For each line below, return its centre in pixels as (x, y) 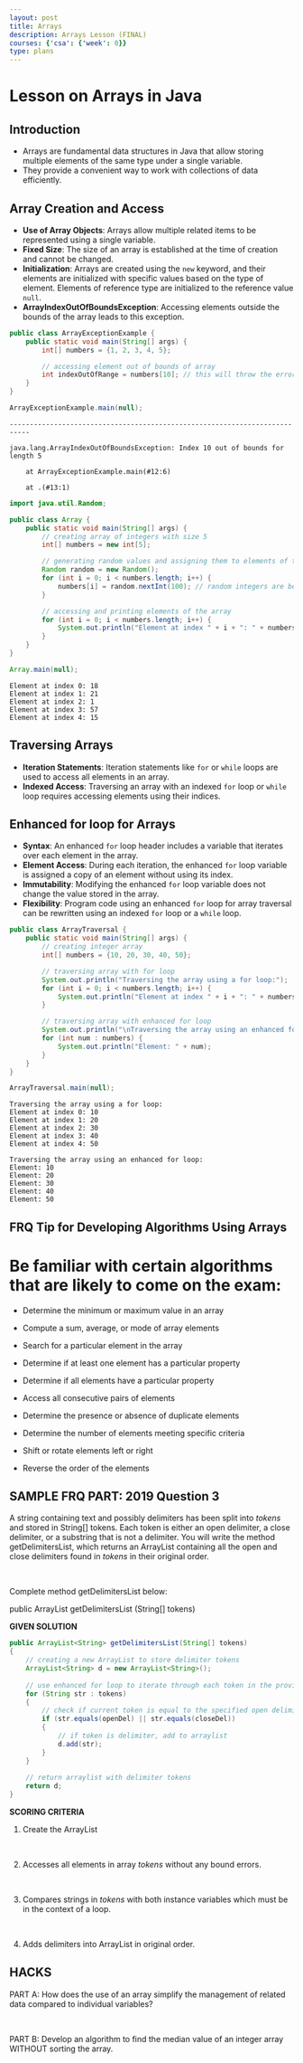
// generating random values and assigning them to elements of (165, 562)
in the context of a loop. (66, 1909)
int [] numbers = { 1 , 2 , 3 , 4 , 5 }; (106, 350)
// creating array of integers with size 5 (124, 536)
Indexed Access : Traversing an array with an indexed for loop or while (154, 786)
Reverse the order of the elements (86, 1468)
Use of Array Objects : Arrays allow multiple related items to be (139, 230)
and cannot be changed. (68, 259)
